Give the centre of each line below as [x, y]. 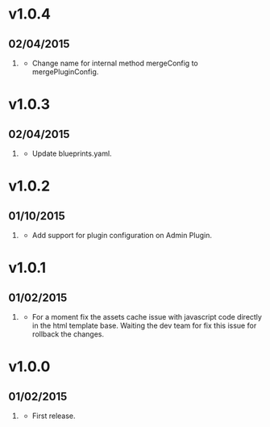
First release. [54, 416]
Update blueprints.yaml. [72, 153]
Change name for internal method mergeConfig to [115, 63]
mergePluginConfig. [65, 72]
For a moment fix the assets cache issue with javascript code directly [147, 317]
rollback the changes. [68, 334]
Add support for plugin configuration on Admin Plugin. [122, 235]
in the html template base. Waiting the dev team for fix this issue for [144, 325]
